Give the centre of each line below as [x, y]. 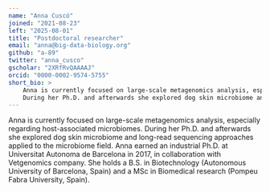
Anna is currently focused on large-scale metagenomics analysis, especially [135, 120]
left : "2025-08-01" [41, 30]
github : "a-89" [34, 53]
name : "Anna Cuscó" [41, 16]
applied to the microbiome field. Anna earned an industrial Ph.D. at [118, 146]
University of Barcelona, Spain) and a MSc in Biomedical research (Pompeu [133, 171]
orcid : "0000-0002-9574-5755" [59, 75]
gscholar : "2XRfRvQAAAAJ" [51, 68]
